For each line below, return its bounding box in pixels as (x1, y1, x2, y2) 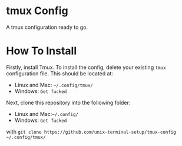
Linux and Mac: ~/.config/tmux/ (14, 81, 93, 88)
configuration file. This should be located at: (6, 69, 114, 77)
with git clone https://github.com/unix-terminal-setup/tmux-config (6, 128, 177, 135)
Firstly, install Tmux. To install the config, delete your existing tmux (6, 64, 166, 71)
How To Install (6, 44, 77, 58)
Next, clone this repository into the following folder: (6, 99, 131, 106)
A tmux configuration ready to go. (6, 24, 88, 31)
